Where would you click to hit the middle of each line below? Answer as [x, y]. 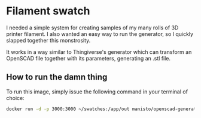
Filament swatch [48, 11]
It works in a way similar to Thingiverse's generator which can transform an [99, 52]
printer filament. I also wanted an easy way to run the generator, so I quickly [100, 34]
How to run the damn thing [57, 77]
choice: [16, 98]
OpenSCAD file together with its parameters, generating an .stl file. [89, 58]
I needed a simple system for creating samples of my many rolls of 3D [92, 28]
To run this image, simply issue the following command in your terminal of [97, 92]
